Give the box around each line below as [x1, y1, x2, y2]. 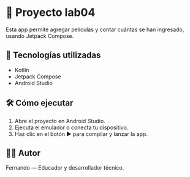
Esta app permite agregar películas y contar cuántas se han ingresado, [6, 26, 184, 33]
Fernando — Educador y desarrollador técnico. [6, 164, 124, 171]
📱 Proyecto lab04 [6, 6, 96, 20]
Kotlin [14, 66, 29, 73]
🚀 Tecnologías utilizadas [6, 50, 101, 61]
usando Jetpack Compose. [6, 32, 74, 39]
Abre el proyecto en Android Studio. [14, 117, 105, 124]
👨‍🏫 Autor [6, 148, 41, 158]
